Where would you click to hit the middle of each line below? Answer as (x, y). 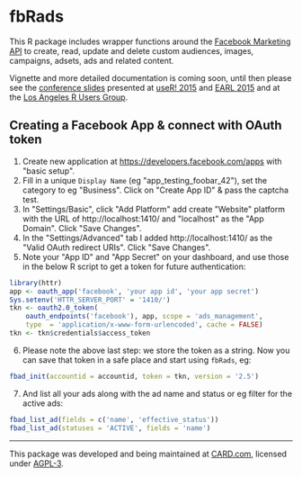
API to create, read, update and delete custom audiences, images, (132, 50)
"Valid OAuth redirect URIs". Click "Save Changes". (116, 247)
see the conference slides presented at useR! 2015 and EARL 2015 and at (145, 87)
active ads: (43, 403)
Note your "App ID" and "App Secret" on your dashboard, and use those (155, 256)
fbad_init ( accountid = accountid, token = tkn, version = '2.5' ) (134, 376)
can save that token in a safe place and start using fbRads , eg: (137, 360)
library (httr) (36, 283)
